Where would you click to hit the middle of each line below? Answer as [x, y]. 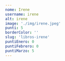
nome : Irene [17, 10]
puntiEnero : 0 [20, 42]
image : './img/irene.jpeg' [33, 23]
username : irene [22, 14]
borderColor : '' [22, 32]
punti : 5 [14, 28]
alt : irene [16, 19]
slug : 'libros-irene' [28, 37]
